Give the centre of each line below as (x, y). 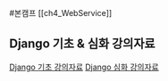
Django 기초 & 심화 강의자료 (82, 44)
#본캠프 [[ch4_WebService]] (61, 13)
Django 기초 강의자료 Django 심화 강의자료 (84, 67)
